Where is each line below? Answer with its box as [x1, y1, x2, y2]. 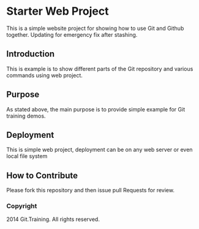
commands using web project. [6, 72, 83, 79]
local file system [6, 152, 48, 160]
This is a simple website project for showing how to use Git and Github [6, 24, 184, 32]
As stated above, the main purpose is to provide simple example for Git [6, 105, 186, 113]
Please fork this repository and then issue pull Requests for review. [6, 187, 175, 194]
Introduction [6, 49, 55, 59]
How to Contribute [6, 170, 78, 181]
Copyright [6, 202, 37, 211]
